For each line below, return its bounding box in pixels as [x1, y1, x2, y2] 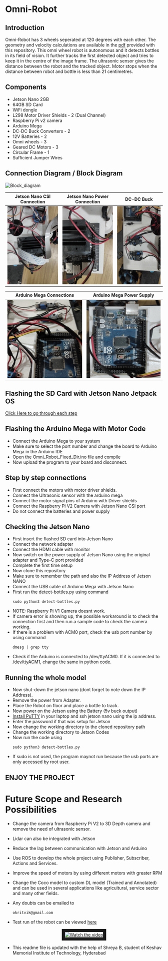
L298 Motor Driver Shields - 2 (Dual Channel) [12, 112, 106, 118]
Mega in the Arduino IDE [12, 448, 63, 454]
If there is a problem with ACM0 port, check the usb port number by [12, 629, 152, 635]
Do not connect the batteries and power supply [12, 508, 110, 514]
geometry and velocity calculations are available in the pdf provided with [5, 42, 155, 48]
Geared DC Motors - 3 [12, 144, 58, 150]
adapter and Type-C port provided [12, 557, 83, 563]
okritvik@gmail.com [12, 910, 53, 915]
